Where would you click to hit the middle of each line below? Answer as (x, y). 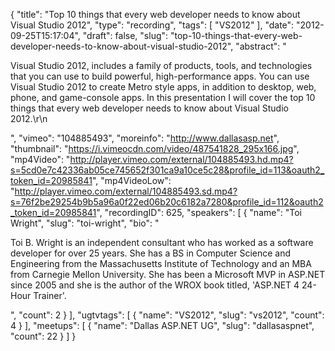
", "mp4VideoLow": (131, 180)
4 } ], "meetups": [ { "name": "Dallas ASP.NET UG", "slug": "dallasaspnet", (162, 325)
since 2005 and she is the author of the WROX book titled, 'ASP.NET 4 (155, 285)
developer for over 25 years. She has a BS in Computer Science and (151, 253)
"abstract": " (261, 46)
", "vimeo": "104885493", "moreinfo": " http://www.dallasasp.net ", (145, 138)
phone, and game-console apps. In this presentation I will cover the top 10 (163, 97)
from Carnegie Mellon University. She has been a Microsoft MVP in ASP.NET (168, 274)
